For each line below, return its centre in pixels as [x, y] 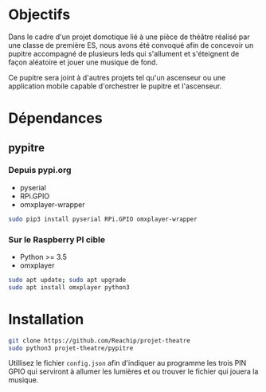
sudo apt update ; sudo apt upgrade [67, 280]
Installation [46, 319]
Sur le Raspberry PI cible [57, 239]
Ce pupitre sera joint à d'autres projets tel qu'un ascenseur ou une [117, 77]
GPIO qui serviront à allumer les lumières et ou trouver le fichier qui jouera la [133, 371]
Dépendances [55, 118]
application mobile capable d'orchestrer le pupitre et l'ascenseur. [115, 86]
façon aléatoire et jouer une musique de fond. [83, 62]
